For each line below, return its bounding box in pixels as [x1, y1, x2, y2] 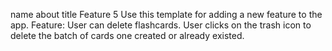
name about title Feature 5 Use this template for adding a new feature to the [10, 9, 323, 20]
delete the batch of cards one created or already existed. [10, 30, 245, 41]
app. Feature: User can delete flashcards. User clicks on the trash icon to [10, 19, 312, 31]
